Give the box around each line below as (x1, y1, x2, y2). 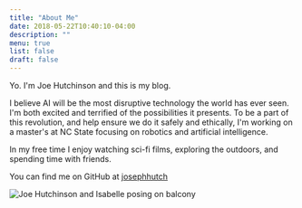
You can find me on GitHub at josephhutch (9, 171, 169, 182)
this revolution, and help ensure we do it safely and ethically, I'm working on (9, 117, 293, 128)
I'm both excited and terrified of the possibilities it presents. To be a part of (9, 108, 289, 118)
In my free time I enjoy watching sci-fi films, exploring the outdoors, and (9, 144, 278, 155)
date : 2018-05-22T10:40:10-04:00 (9, 22, 136, 31)
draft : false (9, 55, 59, 64)
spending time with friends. (9, 154, 112, 164)
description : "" (9, 30, 71, 39)
